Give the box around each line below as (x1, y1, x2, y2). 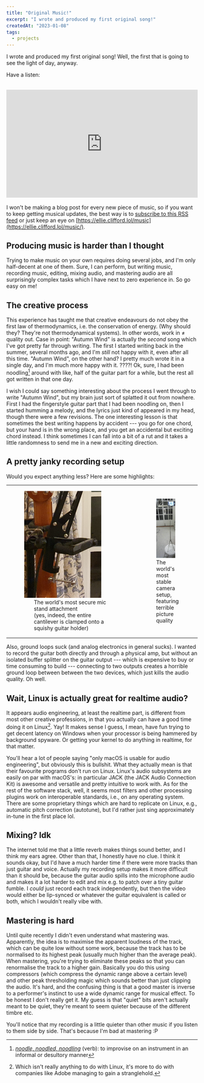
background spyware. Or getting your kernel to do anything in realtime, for (6, 736, 192, 743)
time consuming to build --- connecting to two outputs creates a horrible (6, 663, 188, 670)
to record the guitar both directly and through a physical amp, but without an (6, 649, 198, 657)
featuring (155, 598, 179, 604)
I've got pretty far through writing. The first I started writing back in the (6, 342, 183, 350)
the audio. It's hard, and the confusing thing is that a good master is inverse (6, 983, 195, 991)
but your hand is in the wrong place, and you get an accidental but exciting (6, 426, 193, 433)
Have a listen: (6, 71, 41, 78)
